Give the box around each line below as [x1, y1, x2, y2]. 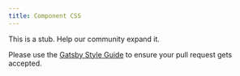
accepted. [8, 58, 42, 68]
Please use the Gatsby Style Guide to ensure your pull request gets [8, 49, 233, 59]
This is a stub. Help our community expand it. [8, 34, 161, 44]
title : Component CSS [8, 11, 82, 20]
